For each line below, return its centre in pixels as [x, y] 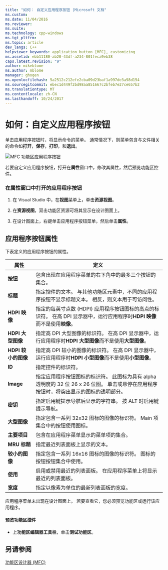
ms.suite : [15, 29]
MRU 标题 [19, 444]
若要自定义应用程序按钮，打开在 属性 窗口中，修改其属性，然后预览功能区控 [82, 167]
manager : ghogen [22, 75]
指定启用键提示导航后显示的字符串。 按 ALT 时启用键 [97, 401]
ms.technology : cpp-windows [34, 33]
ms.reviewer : [19, 24]
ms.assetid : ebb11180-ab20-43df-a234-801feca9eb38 [59, 56]
